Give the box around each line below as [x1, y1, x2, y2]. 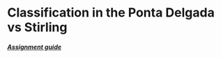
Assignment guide [7, 43, 61, 51]
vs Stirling [7, 19, 68, 35]
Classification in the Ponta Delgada [7, 5, 215, 21]
